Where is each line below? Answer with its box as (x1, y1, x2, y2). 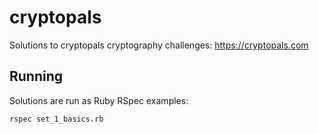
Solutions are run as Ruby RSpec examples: (9, 94, 189, 106)
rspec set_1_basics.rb (9, 114, 104, 124)
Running (9, 68, 64, 85)
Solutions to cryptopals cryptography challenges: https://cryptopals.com (9, 39, 309, 51)
